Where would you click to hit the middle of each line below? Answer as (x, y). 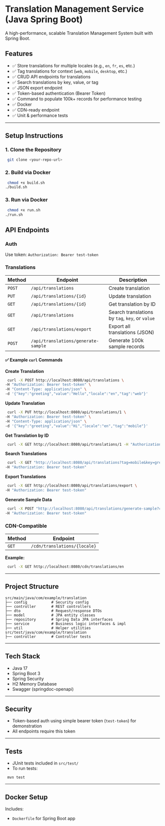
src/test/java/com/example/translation (46, 632)
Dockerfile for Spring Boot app (44, 818)
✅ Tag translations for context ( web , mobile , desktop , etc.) (70, 71)
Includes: (14, 809)
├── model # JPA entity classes (50, 615)
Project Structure (32, 586)
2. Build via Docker (28, 172)
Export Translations (26, 477)
